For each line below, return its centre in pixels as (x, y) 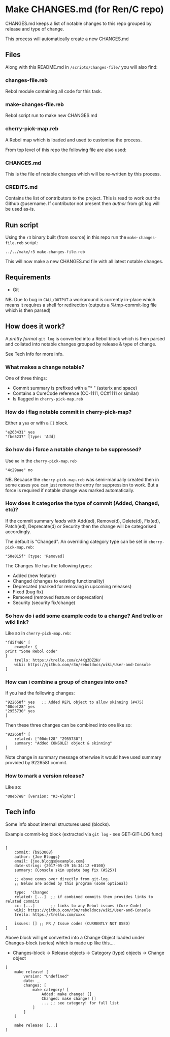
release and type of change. (35, 28)
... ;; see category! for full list (80, 1003)
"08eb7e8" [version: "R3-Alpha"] (41, 796)
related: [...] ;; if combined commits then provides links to (84, 897)
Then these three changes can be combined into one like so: (69, 725)
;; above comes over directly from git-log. (62, 879)
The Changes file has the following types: (49, 565)
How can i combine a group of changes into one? (66, 682)
